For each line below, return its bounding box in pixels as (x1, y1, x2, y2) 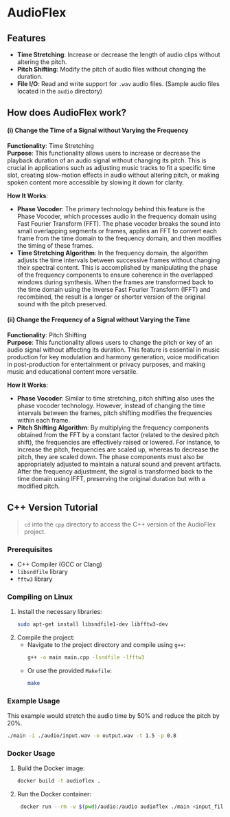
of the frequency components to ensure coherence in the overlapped (16, 270, 214, 279)
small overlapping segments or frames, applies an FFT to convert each (16, 226, 218, 235)
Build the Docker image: (16, 764, 86, 772)
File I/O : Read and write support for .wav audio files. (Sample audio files (16, 80, 220, 87)
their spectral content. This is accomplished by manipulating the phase (16, 263, 218, 271)
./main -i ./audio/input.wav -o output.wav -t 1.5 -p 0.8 (7, 732, 176, 739)
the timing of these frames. (16, 241, 94, 249)
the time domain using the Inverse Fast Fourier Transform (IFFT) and (16, 285, 211, 293)
